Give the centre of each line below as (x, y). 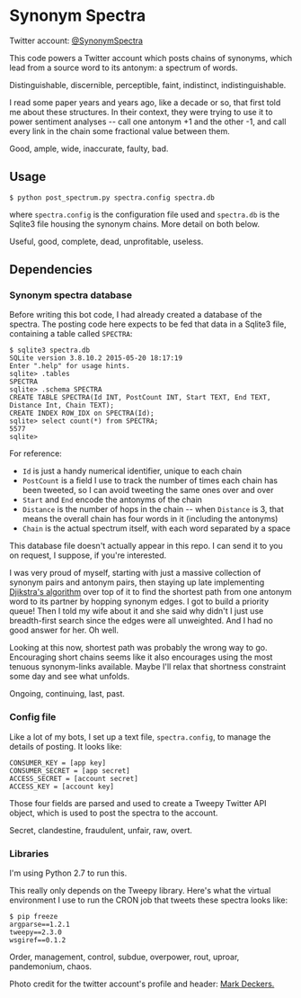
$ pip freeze (34, 917)
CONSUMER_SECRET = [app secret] (70, 770)
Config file (33, 717)
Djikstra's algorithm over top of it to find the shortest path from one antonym (150, 592)
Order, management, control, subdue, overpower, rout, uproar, (124, 957)
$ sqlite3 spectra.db (50, 351)
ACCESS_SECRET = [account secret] (74, 778)
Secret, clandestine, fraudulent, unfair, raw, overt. (101, 830)
